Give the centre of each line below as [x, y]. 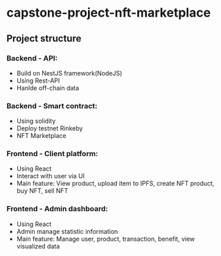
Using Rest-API [38, 80]
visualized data [38, 246]
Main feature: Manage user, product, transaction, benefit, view [106, 239]
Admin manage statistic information [67, 231]
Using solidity [36, 121]
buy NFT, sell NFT [42, 191]
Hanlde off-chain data [48, 87]
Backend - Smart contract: [52, 105]
